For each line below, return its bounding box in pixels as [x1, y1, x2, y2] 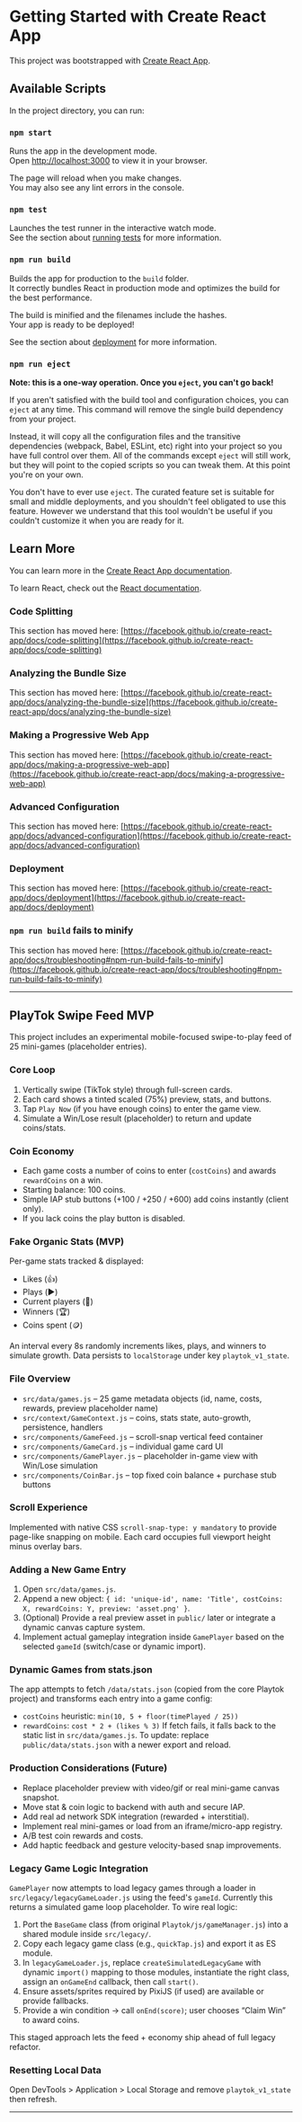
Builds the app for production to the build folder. [9, 272, 190, 284]
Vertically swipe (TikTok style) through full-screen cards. [22, 1084, 233, 1095]
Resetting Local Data [9, 2064, 102, 2076]
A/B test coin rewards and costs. [22, 1830, 144, 1841]
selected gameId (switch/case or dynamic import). [22, 1641, 207, 1652]
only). [22, 1203, 44, 1214]
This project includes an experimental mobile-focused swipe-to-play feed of [9, 1032, 292, 1043]
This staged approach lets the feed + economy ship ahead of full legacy [9, 2032, 276, 2043]
